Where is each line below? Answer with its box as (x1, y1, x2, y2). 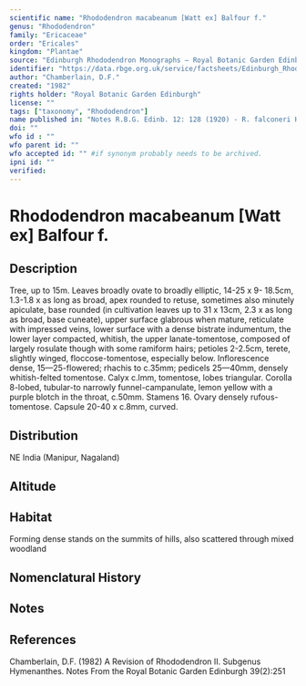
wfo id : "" (9, 132, 55, 141)
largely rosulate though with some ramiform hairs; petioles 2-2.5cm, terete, (9, 343, 291, 354)
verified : (9, 166, 47, 175)
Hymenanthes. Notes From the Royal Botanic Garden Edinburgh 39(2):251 (9, 665, 286, 676)
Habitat (9, 509, 53, 525)
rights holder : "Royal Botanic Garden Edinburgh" (9, 89, 202, 99)
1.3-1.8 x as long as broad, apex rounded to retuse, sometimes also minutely (9, 295, 295, 306)
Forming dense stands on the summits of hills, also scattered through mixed (9, 534, 294, 545)
